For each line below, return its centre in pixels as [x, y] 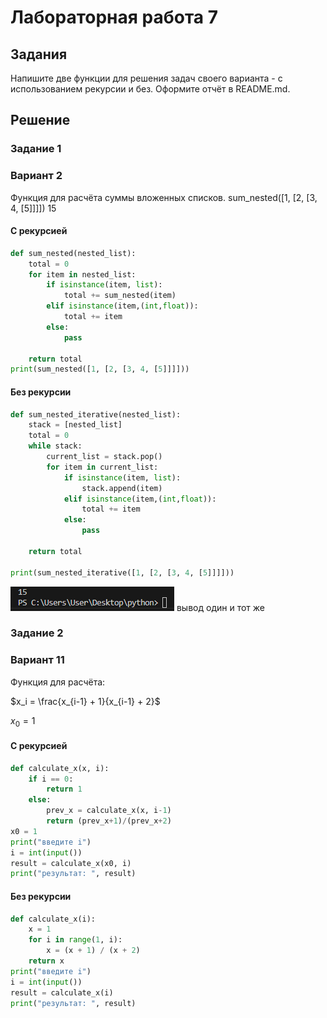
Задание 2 [37, 633]
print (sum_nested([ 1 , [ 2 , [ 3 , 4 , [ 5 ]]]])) [100, 369]
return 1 [64, 789]
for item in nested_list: [82, 274]
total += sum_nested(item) [120, 296]
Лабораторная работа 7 [114, 17]
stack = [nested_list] [75, 425]
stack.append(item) [122, 488]
